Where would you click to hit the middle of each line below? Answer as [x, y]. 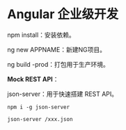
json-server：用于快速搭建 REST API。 [63, 94]
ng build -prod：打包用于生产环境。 [58, 64]
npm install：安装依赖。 [41, 35]
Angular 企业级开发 [63, 14]
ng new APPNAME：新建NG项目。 [57, 49]
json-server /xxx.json [40, 119]
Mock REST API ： [33, 79]
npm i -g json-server [39, 107]
